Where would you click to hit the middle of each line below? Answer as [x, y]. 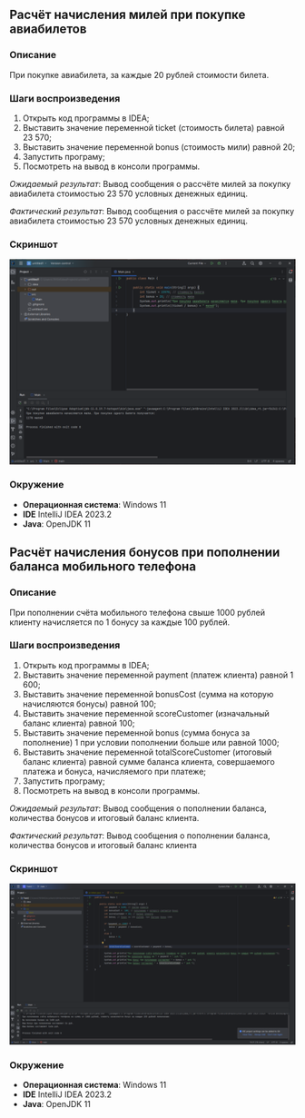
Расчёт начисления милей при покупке [128, 15]
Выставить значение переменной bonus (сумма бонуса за [136, 732]
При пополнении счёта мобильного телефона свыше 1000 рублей [138, 612]
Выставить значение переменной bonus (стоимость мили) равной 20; [159, 147]
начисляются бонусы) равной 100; [89, 704]
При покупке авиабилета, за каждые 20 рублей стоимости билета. [139, 74]
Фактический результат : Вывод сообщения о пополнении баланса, [140, 836]
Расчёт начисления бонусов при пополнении [145, 553]
